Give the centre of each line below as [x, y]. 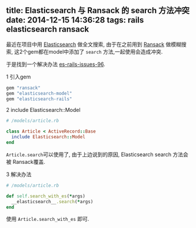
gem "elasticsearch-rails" [39, 99]
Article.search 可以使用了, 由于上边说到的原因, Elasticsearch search [89, 154]
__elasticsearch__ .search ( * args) [52, 201]
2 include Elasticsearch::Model [43, 110]
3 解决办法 [19, 174]
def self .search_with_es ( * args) [46, 196]
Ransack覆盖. [29, 161]
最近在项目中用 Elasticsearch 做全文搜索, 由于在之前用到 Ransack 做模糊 [94, 44]
